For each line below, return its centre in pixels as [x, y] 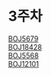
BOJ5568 [24, 55]
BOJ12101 [24, 63]
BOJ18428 [25, 47]
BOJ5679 [24, 38]
